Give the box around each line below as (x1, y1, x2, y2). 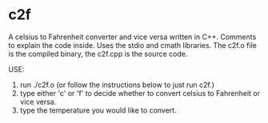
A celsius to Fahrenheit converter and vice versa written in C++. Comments (8, 32, 257, 42)
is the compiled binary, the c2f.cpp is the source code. (8, 49, 188, 58)
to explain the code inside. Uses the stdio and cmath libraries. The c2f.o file (8, 40, 258, 50)
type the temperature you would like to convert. (19, 105, 178, 115)
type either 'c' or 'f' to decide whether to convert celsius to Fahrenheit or (19, 88, 260, 97)
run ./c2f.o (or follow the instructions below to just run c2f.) (19, 80, 214, 89)
